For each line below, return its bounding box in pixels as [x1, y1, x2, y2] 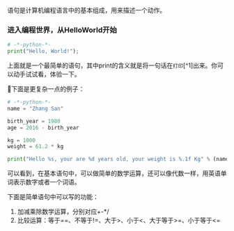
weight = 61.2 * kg [7, 143, 64, 150]
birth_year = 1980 [7, 118, 61, 125]
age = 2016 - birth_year [7, 124, 79, 131]
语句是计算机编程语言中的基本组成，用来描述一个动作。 [7, 6, 166, 14]
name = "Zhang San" [7, 105, 64, 112]
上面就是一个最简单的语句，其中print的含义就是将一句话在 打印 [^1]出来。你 [7, 61, 218, 70]
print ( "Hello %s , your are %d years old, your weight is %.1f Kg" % [7, 156, 210, 163]
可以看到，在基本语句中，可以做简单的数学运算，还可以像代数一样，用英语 [7, 169, 221, 177]
